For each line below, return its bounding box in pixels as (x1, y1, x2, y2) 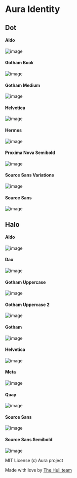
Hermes (5, 127, 22, 133)
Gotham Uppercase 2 (5, 302, 50, 308)
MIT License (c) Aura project (5, 457, 63, 463)
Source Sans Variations (5, 172, 54, 178)
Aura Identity (5, 3, 60, 15)
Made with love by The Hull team (5, 467, 72, 473)
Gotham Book (5, 60, 34, 66)
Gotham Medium (5, 82, 40, 88)
